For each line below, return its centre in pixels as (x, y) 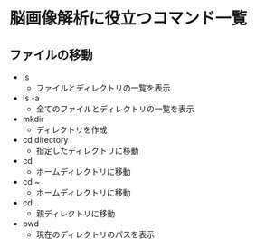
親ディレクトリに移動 (76, 213)
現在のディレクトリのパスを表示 (95, 234)
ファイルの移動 (51, 55)
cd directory (45, 140)
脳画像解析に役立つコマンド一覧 (128, 19)
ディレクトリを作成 (71, 129)
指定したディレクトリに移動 (87, 151)
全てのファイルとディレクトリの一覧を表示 (115, 109)
